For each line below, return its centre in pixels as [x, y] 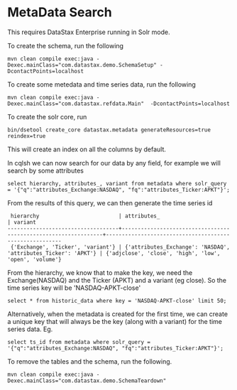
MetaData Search [60, 12]
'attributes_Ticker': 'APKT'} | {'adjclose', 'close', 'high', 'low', [114, 253]
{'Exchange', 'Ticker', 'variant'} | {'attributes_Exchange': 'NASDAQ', [120, 247]
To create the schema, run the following [66, 45]
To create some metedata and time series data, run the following [102, 84]
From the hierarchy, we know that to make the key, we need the [100, 272]
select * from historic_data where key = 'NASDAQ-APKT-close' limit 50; [117, 300]
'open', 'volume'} [34, 259]
